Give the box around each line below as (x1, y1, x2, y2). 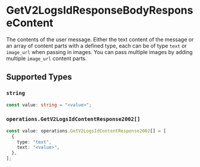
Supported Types (6, 72, 73, 82)
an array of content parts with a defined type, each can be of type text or (6, 42, 187, 49)
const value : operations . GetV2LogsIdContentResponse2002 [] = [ (6, 128, 167, 134)
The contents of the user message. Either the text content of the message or (6, 36, 194, 43)
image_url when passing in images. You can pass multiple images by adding (6, 48, 193, 55)
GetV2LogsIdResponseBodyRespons (6, 4, 193, 17)
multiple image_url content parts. (6, 55, 87, 62)
